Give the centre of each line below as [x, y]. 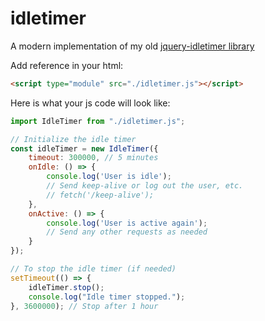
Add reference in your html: [67, 65]
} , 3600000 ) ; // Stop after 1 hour [84, 306]
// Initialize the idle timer [73, 139]
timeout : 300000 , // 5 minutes [93, 158]
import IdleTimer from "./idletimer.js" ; [98, 121]
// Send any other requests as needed [127, 232]
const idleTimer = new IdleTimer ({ [84, 148]
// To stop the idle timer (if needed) [93, 269]
